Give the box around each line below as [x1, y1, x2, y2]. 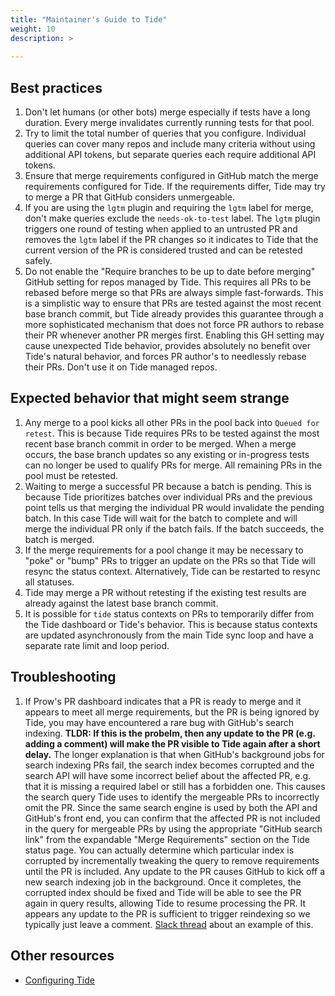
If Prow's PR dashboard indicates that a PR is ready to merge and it [24, 695, 302, 707]
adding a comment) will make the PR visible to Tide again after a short [24, 737, 321, 750]
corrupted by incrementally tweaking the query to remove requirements [24, 854, 320, 866]
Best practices [10, 79, 103, 96]
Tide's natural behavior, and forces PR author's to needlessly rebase [24, 351, 307, 363]
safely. [24, 255, 53, 267]
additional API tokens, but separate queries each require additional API [24, 149, 317, 161]
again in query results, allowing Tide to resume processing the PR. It [24, 897, 306, 909]
